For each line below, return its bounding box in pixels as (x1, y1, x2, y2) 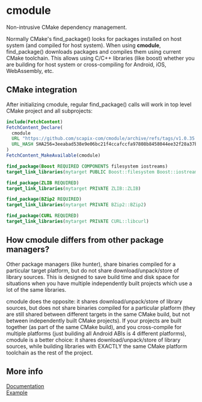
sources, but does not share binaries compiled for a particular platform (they (6, 304, 195, 311)
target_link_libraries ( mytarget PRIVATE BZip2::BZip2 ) (6, 202, 147, 208)
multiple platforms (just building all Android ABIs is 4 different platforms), (6, 330, 187, 337)
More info (6, 366, 43, 377)
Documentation (6, 382, 44, 389)
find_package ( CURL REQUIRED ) (6, 213, 79, 219)
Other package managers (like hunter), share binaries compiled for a (6, 260, 176, 268)
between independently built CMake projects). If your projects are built (6, 317, 182, 324)
